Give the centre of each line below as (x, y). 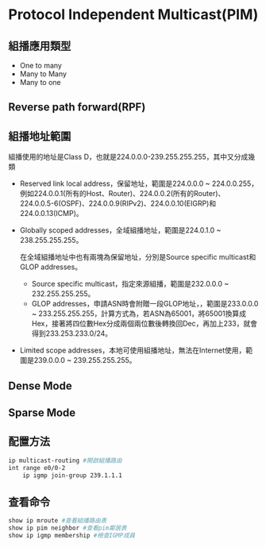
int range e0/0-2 (37, 468)
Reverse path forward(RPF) (77, 108)
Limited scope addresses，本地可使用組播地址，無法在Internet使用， (133, 350)
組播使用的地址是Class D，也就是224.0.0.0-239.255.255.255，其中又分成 (128, 157)
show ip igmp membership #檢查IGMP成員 (72, 535)
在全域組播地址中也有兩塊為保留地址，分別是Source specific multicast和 (138, 257)
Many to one (40, 82)
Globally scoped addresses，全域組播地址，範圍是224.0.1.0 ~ (120, 230)
